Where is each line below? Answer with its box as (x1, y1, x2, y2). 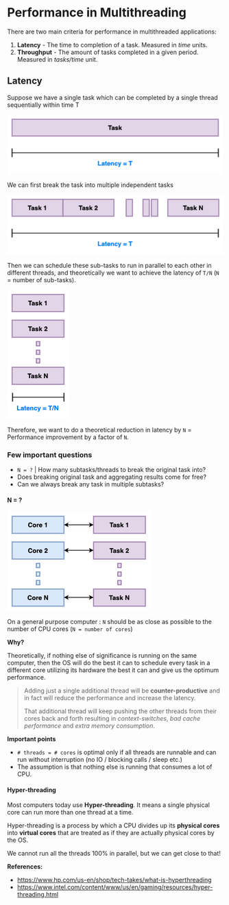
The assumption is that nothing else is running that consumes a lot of (16, 763, 213, 771)
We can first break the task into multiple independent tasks (7, 181, 173, 189)
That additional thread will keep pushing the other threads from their (23, 707, 217, 715)
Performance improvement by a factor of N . (7, 433, 129, 441)
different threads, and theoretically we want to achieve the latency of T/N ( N (7, 269, 219, 277)
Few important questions (7, 450, 93, 460)
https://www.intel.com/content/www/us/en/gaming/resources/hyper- (16, 883, 213, 891)
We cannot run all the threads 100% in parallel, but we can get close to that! (7, 850, 221, 858)
